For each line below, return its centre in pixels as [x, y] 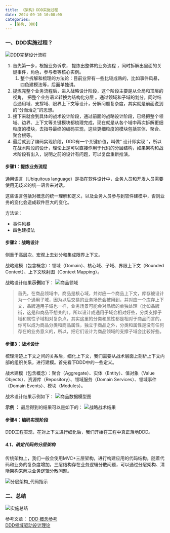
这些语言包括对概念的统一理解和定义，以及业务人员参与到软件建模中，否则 [83, 196]
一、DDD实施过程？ [29, 43]
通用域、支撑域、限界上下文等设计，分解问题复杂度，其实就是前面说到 [90, 103]
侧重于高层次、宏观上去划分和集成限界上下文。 [54, 255]
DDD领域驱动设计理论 [28, 525]
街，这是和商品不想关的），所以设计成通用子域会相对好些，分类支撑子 [90, 312]
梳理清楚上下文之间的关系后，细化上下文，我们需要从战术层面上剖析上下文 [83, 356]
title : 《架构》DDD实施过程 [32, 10]
